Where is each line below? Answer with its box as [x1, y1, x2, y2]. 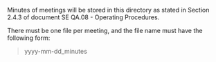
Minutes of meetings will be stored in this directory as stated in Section [7, 6, 210, 14]
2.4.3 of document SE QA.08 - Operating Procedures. [7, 13, 160, 21]
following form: [7, 34, 51, 42]
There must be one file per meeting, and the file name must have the [7, 27, 203, 34]
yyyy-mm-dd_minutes [24, 48, 88, 55]
